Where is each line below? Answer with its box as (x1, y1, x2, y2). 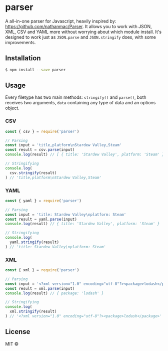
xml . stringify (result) (9, 309, 57, 314)
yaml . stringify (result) (9, 240, 59, 245)
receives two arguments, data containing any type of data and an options (5, 100, 156, 106)
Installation (5, 54, 41, 63)
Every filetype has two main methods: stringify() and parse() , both (5, 94, 146, 100)
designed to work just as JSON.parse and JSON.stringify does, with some (5, 34, 156, 40)
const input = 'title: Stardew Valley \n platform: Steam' (5, 212, 126, 217)
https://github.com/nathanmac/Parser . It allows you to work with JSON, (5, 23, 152, 29)
